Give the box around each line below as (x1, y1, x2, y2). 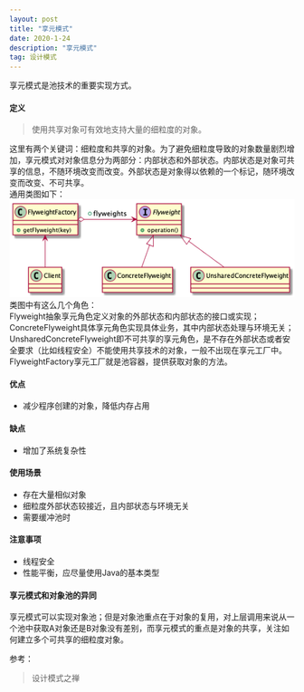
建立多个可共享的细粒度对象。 (16, 634, 128, 645)
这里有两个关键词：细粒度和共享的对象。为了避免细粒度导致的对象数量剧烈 (9, 143, 287, 154)
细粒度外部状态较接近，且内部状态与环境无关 (22, 500, 190, 511)
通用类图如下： (9, 188, 65, 199)
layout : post (9, 14, 59, 24)
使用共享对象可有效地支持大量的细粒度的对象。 (31, 124, 206, 135)
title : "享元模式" (9, 24, 74, 34)
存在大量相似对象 (22, 489, 87, 500)
